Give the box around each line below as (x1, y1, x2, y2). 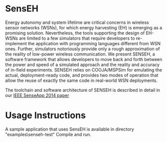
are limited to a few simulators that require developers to (19, 35, 135, 41)
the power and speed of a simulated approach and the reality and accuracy (5, 62, 160, 68)
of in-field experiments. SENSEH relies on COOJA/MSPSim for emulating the (5, 67, 163, 72)
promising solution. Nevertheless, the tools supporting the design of (5, 30, 145, 36)
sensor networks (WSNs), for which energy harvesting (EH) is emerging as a (5, 24, 163, 30)
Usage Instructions (5, 110, 86, 121)
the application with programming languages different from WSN (27, 40, 161, 46)
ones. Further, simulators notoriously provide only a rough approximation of (5, 46, 161, 52)
